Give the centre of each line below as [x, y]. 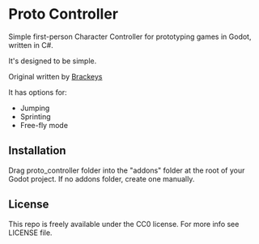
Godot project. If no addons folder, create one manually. [102, 178]
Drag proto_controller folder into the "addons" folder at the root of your [127, 170]
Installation [37, 151]
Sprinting [35, 116]
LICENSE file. [30, 233]
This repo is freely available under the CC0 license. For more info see [124, 224]
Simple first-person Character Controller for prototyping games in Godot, [130, 36]
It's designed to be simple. [53, 61]
